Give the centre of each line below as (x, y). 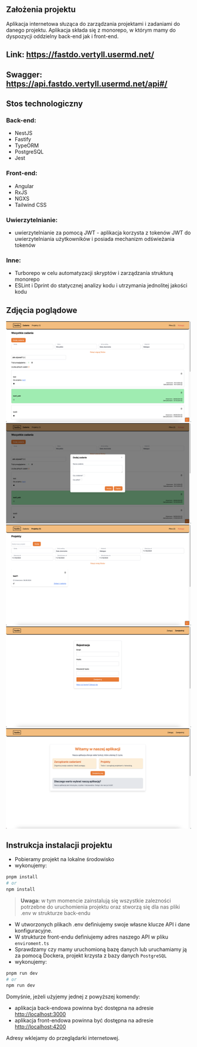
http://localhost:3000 (40, 1014)
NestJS (23, 133)
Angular (24, 186)
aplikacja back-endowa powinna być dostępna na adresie (84, 1008)
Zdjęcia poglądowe (42, 310)
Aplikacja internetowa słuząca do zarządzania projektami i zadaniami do (93, 23)
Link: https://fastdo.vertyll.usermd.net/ (80, 55)
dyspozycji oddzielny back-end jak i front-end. (62, 36)
